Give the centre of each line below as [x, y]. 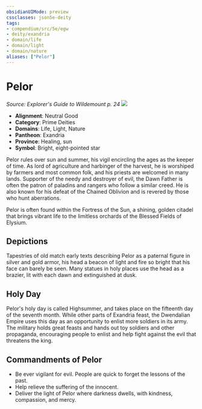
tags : [13, 23]
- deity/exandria [28, 34]
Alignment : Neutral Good [46, 116]
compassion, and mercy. [46, 400]
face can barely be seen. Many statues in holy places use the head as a [95, 268]
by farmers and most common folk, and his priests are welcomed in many [97, 172]
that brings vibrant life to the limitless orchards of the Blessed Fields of [94, 216]
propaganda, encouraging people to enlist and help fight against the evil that [101, 334]
